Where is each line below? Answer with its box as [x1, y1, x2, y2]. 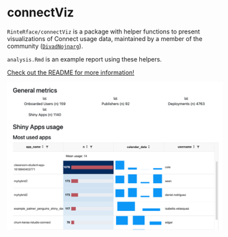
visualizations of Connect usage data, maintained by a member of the [7, 34, 203, 42]
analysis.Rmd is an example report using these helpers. [7, 55, 162, 63]
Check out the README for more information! [7, 68, 134, 76]
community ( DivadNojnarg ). [7, 42, 83, 50]
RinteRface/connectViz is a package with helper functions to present [7, 27, 200, 36]
